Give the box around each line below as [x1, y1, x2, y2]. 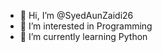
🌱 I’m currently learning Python [19, 31, 148, 42]
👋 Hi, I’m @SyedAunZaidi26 [19, 10, 134, 21]
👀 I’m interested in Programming [19, 20, 153, 32]
